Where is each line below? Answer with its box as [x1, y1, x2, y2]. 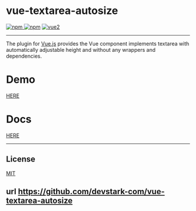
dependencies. [6, 52, 42, 59]
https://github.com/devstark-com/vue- [17, 187, 165, 196]
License [6, 154, 36, 164]
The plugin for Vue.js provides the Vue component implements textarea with [6, 40, 190, 47]
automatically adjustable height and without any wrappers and [6, 46, 156, 53]
